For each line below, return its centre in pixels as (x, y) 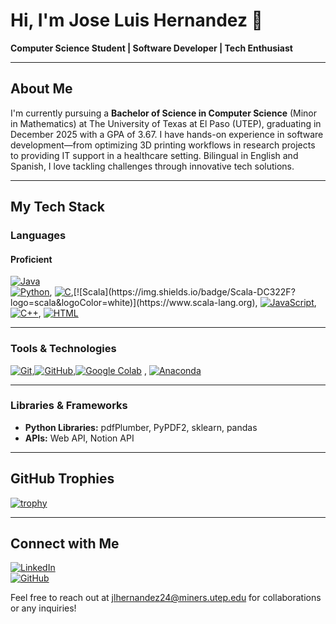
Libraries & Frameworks (69, 406)
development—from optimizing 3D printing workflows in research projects (163, 145)
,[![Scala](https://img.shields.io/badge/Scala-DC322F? (183, 292)
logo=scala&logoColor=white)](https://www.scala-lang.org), (134, 303)
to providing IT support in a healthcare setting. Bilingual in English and (154, 155)
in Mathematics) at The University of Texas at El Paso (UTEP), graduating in (166, 123)
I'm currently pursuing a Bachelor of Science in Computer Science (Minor (164, 113)
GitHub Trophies (62, 479)
